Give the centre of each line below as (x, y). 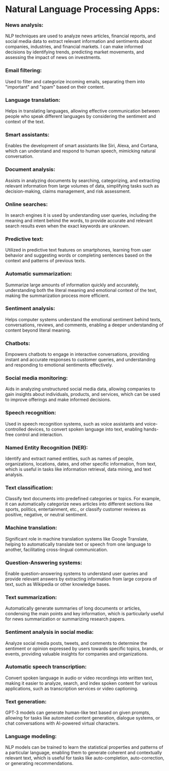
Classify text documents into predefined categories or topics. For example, (83, 499)
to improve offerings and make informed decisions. (58, 400)
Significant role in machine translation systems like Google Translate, (77, 539)
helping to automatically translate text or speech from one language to (78, 544)
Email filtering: (23, 71)
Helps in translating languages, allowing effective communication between (82, 111)
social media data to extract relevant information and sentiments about (79, 41)
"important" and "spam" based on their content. (55, 87)
